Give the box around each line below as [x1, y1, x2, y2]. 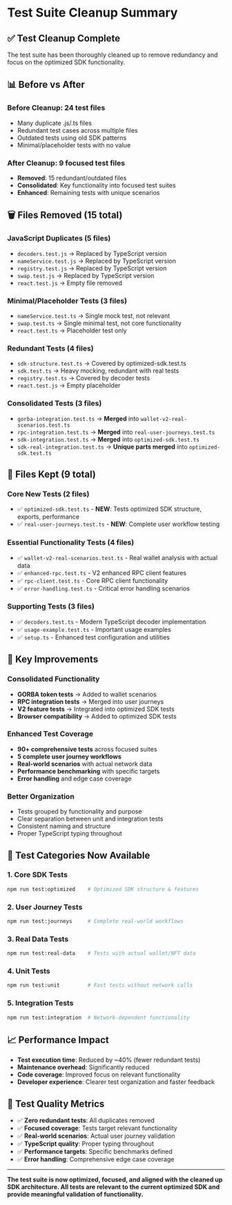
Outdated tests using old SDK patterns [17, 133, 127, 142]
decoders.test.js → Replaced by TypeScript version [17, 249, 167, 257]
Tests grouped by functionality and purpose [17, 807, 142, 816]
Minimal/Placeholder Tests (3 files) [7, 296, 128, 306]
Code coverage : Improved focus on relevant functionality [17, 1070, 181, 1079]
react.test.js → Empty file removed [17, 279, 122, 287]
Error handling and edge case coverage [17, 774, 132, 783]
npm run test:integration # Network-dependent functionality [7, 1014, 190, 1021]
